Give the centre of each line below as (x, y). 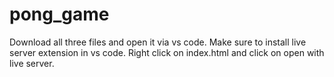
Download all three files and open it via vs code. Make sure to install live (158, 42)
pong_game (59, 14)
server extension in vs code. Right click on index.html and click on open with (167, 52)
